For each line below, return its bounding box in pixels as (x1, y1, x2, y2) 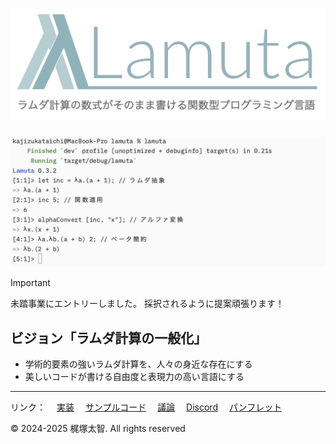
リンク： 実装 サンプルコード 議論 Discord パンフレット (10, 401, 283, 413)
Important (10, 277, 51, 289)
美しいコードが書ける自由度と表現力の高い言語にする (24, 371, 245, 383)
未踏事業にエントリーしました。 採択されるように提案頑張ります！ (10, 298, 285, 310)
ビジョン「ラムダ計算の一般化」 (10, 329, 208, 347)
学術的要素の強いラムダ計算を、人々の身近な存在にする (24, 358, 253, 370)
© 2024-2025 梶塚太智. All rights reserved (10, 423, 186, 435)
